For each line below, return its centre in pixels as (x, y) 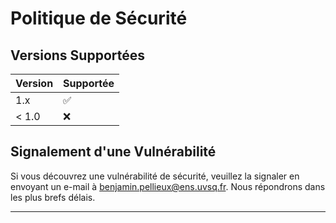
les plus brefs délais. (53, 197)
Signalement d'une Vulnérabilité (113, 152)
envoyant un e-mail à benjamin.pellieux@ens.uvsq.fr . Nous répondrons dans (168, 186)
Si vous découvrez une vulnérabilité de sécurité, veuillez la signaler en (155, 176)
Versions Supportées (78, 55)
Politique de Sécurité (99, 18)
